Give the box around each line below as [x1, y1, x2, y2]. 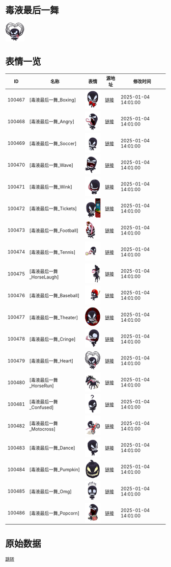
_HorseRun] [29, 382, 54, 389]
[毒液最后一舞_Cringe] [29, 336, 76, 342]
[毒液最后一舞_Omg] [29, 488, 72, 495]
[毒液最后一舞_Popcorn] [29, 510, 80, 516]
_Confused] [29, 404, 54, 410]
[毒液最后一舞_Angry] [29, 118, 75, 125]
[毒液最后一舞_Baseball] [29, 293, 80, 299]
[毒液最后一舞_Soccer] [29, 140, 77, 146]
